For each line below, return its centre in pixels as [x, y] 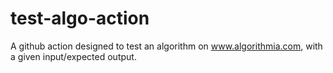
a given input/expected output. [73, 56]
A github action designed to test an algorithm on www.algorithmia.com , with [166, 46]
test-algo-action [80, 18]
